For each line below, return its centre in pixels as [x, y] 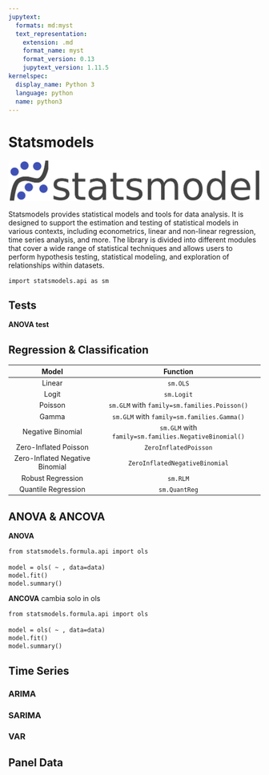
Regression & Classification [79, 350]
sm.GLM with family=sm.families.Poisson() [179, 406]
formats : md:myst [44, 25]
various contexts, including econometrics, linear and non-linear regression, [132, 231]
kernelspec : [28, 76]
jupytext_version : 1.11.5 [66, 68]
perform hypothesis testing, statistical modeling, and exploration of [119, 256]
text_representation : [52, 34]
